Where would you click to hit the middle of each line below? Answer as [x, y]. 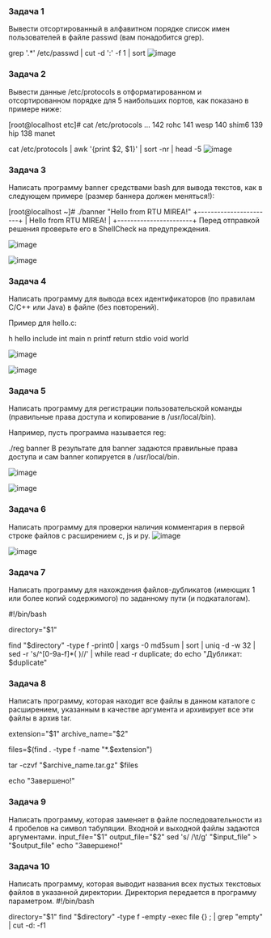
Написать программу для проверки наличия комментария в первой [127, 526]
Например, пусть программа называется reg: [87, 433]
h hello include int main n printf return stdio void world [98, 339]
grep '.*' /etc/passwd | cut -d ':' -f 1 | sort [77, 53]
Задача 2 [27, 74]
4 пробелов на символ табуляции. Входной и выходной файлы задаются [134, 828]
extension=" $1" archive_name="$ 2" [68, 734]
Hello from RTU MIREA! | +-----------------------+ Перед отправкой [145, 220]
